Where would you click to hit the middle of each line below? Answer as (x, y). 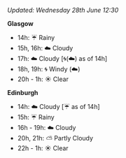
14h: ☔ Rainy (36, 37)
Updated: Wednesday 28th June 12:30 (63, 10)
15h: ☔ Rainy (36, 117)
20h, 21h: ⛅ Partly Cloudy (55, 138)
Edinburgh (23, 93)
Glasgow (20, 23)
